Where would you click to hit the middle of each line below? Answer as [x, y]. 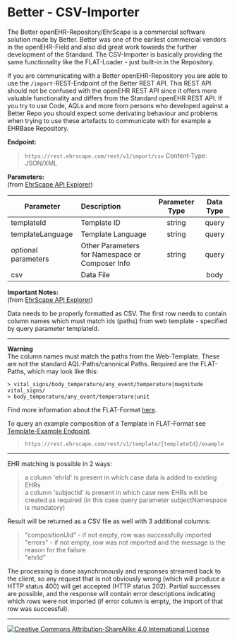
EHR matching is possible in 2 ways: [60, 463]
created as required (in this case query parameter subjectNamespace [126, 500]
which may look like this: [63, 371]
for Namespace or [111, 254]
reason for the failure [55, 549]
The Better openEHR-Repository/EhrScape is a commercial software [107, 32]
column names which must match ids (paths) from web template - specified [117, 321]
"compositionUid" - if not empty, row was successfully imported [118, 535]
